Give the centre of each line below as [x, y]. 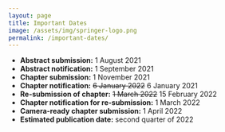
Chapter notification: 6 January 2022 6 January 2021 [109, 86]
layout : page [30, 16]
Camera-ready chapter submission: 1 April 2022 [101, 111]
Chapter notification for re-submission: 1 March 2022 [110, 103]
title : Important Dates [48, 23]
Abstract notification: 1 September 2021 [87, 69]
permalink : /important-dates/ [59, 38]
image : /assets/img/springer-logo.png [73, 30]
